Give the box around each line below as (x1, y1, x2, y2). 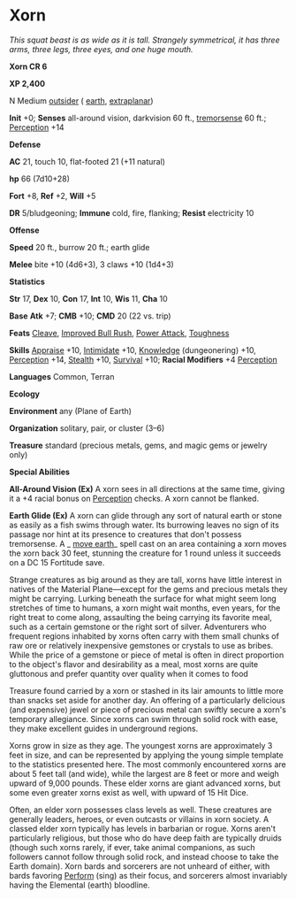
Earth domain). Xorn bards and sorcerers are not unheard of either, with (9, 860, 270, 872)
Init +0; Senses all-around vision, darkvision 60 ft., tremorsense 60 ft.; (9, 112, 267, 123)
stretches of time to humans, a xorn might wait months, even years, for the (9, 603, 281, 613)
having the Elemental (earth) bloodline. (9, 880, 150, 890)
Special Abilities (9, 466, 71, 477)
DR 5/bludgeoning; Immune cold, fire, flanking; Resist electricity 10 (9, 207, 254, 218)
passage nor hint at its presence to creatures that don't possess (9, 528, 242, 540)
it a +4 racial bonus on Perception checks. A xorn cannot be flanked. (9, 493, 259, 503)
